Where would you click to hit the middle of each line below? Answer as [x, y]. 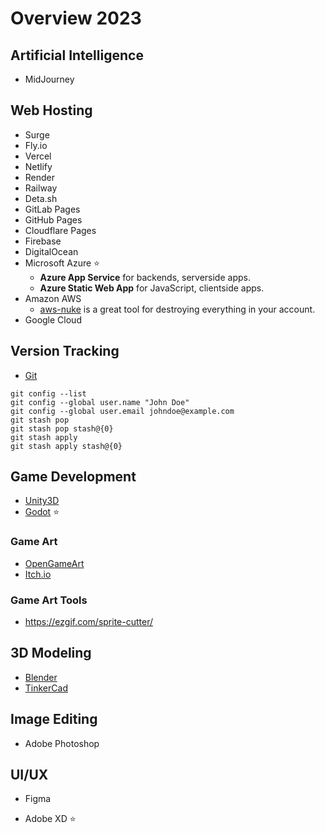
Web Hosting [51, 110]
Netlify [38, 166]
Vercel [38, 156]
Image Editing [54, 719]
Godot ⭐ [42, 512]
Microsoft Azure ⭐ [62, 263]
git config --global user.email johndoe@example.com [122, 411]
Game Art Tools [49, 600]
